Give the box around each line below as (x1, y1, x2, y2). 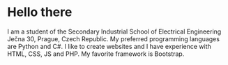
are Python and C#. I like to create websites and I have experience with (7, 42, 211, 50)
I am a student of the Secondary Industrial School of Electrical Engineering (7, 27, 222, 36)
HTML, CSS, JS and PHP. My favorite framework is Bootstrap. (7, 50, 185, 58)
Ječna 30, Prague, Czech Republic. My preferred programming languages (7, 34, 220, 43)
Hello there (7, 4, 73, 20)
